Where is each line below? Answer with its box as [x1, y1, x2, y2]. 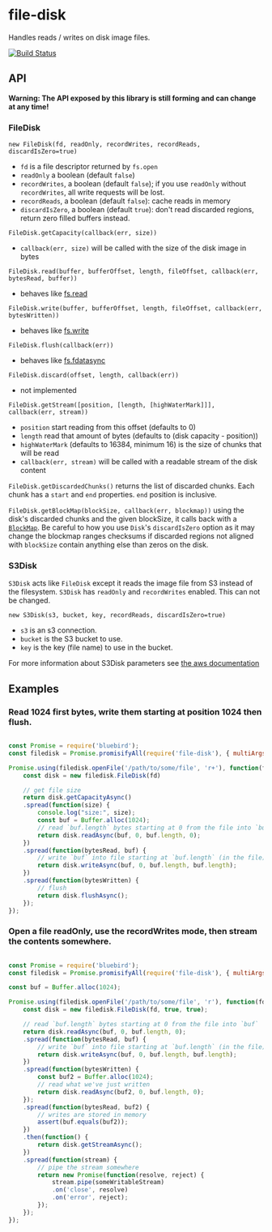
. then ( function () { [23, 1133, 89, 1141]
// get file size [23, 786, 82, 795]
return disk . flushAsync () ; [37, 891, 129, 900]
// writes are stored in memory [37, 1111, 147, 1119]
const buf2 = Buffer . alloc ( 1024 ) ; [37, 1073, 154, 1081]
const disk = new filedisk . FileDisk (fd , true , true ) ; [23, 1006, 208, 1014]
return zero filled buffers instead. [19, 213, 130, 224]
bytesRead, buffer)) [8, 275, 79, 283]
